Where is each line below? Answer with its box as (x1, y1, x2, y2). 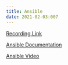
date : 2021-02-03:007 (6, 14, 59, 20)
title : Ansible (6, 8, 43, 15)
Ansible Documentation (6, 41, 62, 48)
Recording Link (6, 30, 42, 37)
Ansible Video (6, 52, 40, 59)
